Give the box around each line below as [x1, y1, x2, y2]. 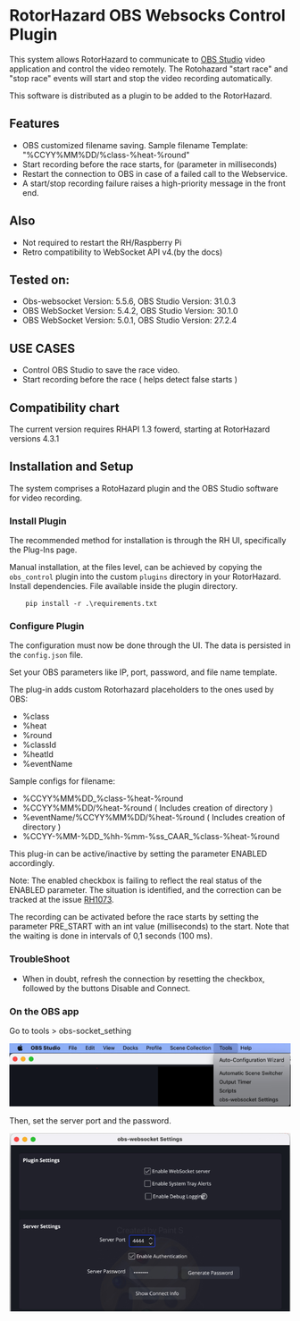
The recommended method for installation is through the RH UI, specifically [9, 535, 287, 546]
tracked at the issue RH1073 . [9, 895, 114, 905]
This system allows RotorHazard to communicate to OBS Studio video [9, 54, 266, 64]
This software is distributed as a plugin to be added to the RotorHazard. [9, 90, 272, 101]
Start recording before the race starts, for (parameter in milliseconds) [21, 158, 278, 170]
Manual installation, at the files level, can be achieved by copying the [9, 562, 262, 573]
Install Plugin [9, 515, 67, 527]
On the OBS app [9, 1005, 79, 1017]
